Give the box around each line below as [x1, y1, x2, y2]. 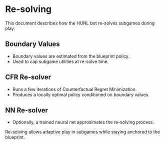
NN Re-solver [5, 106, 48, 114]
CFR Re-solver [5, 73, 51, 81]
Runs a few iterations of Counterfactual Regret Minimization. [12, 86, 137, 92]
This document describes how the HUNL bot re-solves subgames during [5, 20, 155, 26]
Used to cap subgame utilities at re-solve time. [12, 58, 109, 64]
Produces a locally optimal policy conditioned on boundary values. [12, 91, 150, 97]
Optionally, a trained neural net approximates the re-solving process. [12, 119, 154, 125]
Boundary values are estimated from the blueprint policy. [12, 53, 130, 59]
